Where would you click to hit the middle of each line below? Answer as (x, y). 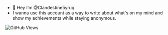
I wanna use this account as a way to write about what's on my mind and (88, 13)
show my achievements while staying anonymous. (64, 18)
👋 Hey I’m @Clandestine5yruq (43, 8)
